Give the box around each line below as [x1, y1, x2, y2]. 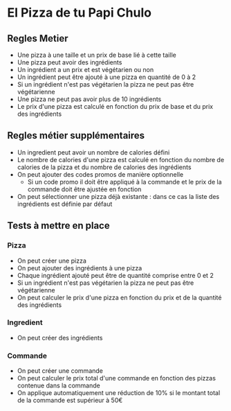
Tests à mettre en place [7, 220, 110, 231]
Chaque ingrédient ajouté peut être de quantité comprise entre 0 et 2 [17, 271, 214, 279]
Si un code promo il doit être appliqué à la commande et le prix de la [27, 177, 223, 186]
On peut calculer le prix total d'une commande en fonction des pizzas [17, 374, 216, 383]
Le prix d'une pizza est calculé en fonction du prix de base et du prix [17, 103, 213, 110]
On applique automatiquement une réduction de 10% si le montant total [17, 389, 221, 397]
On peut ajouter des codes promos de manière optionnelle [17, 170, 184, 178]
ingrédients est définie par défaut [17, 200, 113, 208]
